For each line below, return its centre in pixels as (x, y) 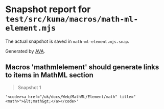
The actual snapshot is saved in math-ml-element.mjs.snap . (67, 41)
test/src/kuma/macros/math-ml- (72, 19)
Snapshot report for (48, 9)
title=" (128, 97)
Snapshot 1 (29, 87)
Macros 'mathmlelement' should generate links (82, 67)
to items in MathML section (49, 75)
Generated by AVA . (25, 51)
